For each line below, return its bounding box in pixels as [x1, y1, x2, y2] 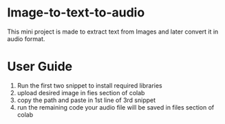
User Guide [7, 59, 73, 75]
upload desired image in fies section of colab [17, 88, 145, 97]
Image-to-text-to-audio [7, 5, 145, 21]
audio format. [7, 34, 45, 42]
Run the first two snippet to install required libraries [17, 81, 163, 90]
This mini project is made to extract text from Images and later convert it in [7, 27, 219, 36]
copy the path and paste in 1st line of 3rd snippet [17, 96, 156, 104]
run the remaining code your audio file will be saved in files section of [17, 103, 215, 111]
